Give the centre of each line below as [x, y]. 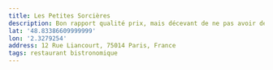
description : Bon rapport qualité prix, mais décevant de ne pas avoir [132, 23]
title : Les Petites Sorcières [60, 16]
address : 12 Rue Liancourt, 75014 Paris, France [92, 46]
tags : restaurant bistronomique [63, 53]
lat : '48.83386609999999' [52, 31]
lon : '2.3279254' [38, 38]
